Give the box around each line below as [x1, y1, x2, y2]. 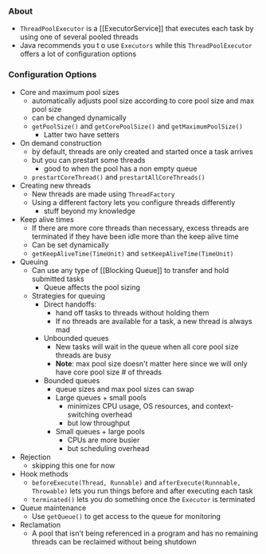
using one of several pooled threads [19, 32, 139, 42]
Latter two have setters [43, 129, 119, 139]
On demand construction [19, 138, 102, 148]
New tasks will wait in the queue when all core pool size [55, 342, 239, 351]
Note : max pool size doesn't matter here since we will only [55, 358, 248, 368]
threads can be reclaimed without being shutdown [31, 536, 197, 546]
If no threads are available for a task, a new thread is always [55, 316, 252, 326]
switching [67, 410, 100, 419]
